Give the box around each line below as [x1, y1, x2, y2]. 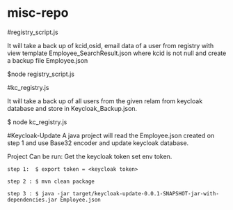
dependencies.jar [7, 196, 58, 203]
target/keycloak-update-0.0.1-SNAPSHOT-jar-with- [72, 190, 219, 197]
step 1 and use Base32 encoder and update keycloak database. [7, 138, 189, 147]
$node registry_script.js [7, 70, 75, 78]
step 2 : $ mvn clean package [7, 178, 95, 185]
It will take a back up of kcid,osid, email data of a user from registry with [7, 41, 214, 50]
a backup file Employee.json [7, 56, 88, 64]
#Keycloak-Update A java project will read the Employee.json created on [7, 131, 215, 140]
